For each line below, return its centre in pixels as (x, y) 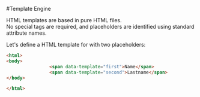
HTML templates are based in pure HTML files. (64, 20)
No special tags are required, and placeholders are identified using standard (100, 27)
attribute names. (26, 33)
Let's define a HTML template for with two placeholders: (76, 45)
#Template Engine (29, 9)
